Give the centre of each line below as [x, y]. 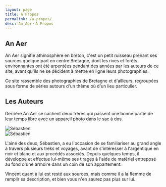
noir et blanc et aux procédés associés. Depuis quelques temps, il [72, 153]
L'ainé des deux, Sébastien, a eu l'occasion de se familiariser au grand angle [83, 143]
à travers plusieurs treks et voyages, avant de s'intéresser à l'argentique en [82, 148]
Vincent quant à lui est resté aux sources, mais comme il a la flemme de [78, 174]
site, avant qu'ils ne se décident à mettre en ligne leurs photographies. [77, 71]
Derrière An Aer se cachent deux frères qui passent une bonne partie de [79, 113]
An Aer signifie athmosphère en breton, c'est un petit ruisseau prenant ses [81, 55]
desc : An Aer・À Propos [29, 23]
